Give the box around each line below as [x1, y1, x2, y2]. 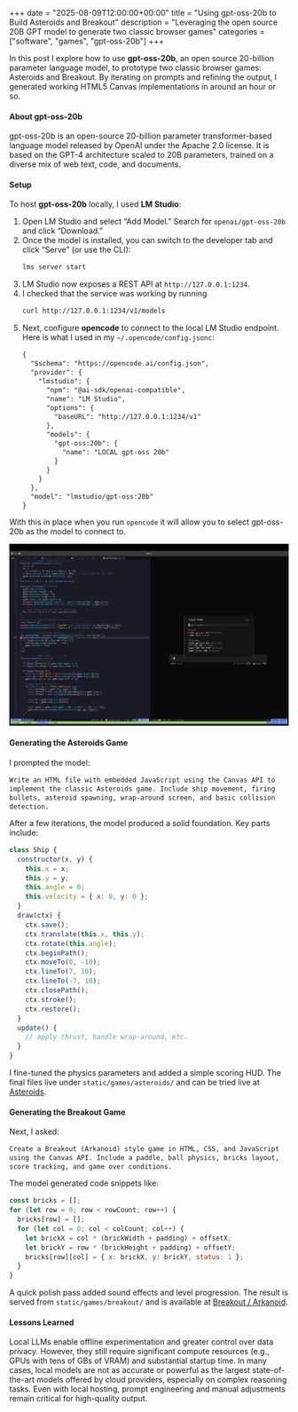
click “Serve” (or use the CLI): [21, 244, 131, 256]
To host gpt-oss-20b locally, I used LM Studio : [9, 199, 182, 209]
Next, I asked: [9, 1126, 59, 1137]
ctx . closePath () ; [25, 986, 90, 995]
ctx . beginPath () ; [25, 949, 90, 958]
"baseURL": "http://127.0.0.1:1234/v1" [54, 413, 201, 422]
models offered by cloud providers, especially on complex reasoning [36, 1375, 287, 1385]
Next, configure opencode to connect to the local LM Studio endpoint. [21, 323, 279, 334]
